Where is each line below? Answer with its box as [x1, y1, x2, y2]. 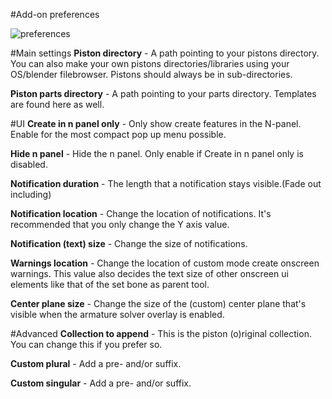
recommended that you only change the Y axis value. [10, 219, 230, 230]
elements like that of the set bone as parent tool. [10, 279, 210, 290]
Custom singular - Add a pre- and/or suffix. [10, 377, 192, 389]
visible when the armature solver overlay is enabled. [10, 309, 225, 320]
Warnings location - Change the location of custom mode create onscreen [10, 257, 320, 269]
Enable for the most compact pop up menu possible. [10, 129, 227, 140]
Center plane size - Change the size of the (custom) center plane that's [10, 298, 307, 309]
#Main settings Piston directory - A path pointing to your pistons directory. [10, 47, 320, 59]
